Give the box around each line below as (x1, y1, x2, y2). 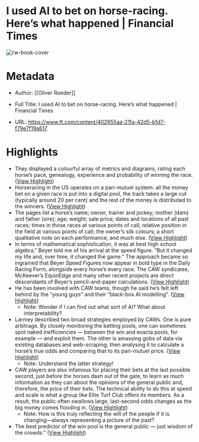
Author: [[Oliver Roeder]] (14, 89, 76, 96)
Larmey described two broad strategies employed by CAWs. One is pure (14, 315, 191, 323)
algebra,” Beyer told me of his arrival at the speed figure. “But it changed (14, 247, 192, 254)
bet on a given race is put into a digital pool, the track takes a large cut (14, 190, 187, 197)
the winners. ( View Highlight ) (14, 202, 86, 209)
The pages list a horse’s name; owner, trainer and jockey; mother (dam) (14, 209, 189, 216)
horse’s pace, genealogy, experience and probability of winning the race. (14, 171, 193, 178)
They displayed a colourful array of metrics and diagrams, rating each (14, 164, 185, 172)
